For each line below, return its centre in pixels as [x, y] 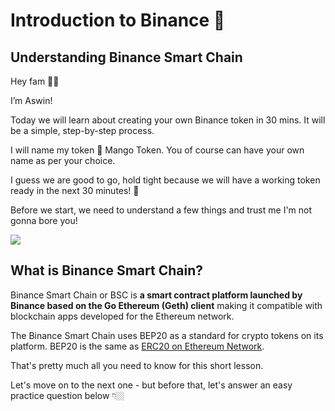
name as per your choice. [63, 160]
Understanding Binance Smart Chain [126, 57]
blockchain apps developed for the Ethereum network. [122, 316]
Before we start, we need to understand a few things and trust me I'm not [161, 210]
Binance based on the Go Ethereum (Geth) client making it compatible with [166, 305]
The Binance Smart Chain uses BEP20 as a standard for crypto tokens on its [167, 335]
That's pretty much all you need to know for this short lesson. [137, 365]
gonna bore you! [44, 220]
